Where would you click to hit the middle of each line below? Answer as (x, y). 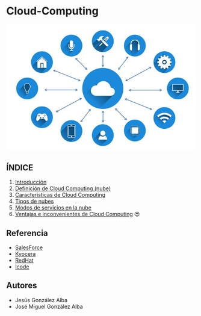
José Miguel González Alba (49, 306)
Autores (22, 286)
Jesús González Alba (41, 300)
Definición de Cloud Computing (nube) (63, 188)
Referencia (27, 233)
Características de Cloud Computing (60, 195)
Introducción (31, 182)
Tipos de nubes (34, 201)
